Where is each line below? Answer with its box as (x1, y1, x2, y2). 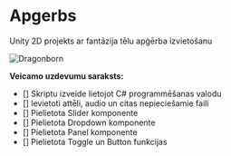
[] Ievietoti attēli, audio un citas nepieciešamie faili (22, 97, 209, 109)
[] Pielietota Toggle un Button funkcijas (22, 136, 168, 147)
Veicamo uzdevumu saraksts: (9, 70, 124, 82)
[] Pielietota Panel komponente (22, 126, 138, 137)
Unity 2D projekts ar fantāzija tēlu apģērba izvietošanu (9, 35, 213, 46)
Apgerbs (9, 5, 77, 26)
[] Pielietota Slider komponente (22, 107, 139, 118)
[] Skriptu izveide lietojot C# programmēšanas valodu (22, 88, 222, 99)
